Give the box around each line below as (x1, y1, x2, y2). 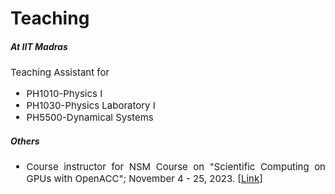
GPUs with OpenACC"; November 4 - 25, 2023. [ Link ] (26, 172, 263, 186)
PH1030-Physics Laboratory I (26, 99, 156, 112)
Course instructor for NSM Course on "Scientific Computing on (26, 160, 326, 174)
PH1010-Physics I (26, 87, 103, 101)
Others (10, 135, 40, 147)
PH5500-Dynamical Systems (26, 111, 154, 124)
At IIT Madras (10, 40, 68, 52)
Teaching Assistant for (10, 66, 110, 79)
